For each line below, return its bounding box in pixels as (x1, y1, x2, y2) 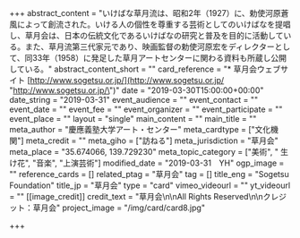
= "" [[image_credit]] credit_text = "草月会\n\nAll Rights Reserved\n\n (9, 191, 264, 201)
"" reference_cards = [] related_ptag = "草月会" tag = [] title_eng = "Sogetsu (9, 169, 289, 179)
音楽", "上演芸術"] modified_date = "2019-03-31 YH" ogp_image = (35, 157, 285, 168)
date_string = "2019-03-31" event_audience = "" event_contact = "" (9, 95, 258, 105)
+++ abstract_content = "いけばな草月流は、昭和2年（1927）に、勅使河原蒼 (9, 8, 289, 18)
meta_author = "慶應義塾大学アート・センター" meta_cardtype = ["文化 (9, 124, 271, 134)
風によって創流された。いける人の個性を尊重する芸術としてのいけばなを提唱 (9, 19, 291, 30)
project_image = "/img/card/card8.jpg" (62, 202, 206, 213)
